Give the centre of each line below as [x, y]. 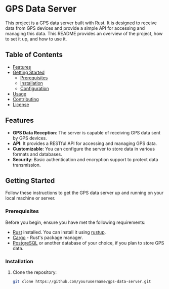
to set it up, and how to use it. [36, 39]
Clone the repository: [35, 272]
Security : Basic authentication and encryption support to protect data [85, 159]
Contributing [26, 99]
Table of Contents [34, 55]
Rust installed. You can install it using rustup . [59, 232]
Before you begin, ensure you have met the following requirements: [75, 222]
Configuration [34, 88]
